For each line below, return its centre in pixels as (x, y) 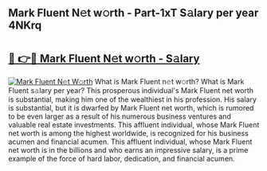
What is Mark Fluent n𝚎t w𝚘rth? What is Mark (169, 82)
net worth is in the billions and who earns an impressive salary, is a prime (128, 150)
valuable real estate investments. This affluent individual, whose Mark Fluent (134, 125)
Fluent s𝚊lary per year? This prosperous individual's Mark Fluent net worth (131, 90)
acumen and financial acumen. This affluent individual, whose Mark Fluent (130, 142)
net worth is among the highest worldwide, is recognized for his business (129, 133)
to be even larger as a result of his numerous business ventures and (120, 116)
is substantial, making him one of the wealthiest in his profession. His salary (133, 99)
